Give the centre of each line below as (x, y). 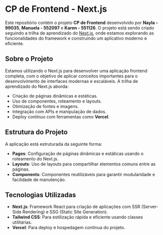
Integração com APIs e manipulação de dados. (59, 111)
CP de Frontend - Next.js (56, 9)
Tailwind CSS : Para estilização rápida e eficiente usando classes (78, 217)
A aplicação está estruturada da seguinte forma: (54, 144)
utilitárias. (22, 222)
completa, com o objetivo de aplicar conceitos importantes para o (71, 76)
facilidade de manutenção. (39, 180)
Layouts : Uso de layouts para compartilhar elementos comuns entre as (84, 164)
